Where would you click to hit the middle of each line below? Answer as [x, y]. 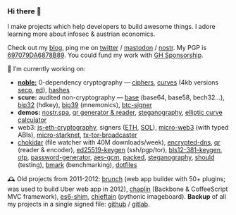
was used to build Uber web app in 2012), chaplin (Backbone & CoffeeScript [118, 189]
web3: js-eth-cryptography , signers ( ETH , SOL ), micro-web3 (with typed [123, 128]
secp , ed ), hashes [44, 90]
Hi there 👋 [25, 11]
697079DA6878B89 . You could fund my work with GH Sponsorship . [105, 55]
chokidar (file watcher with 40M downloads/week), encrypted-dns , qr [119, 142]
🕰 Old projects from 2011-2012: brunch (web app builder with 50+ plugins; [116, 179]
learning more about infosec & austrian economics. [81, 34]
